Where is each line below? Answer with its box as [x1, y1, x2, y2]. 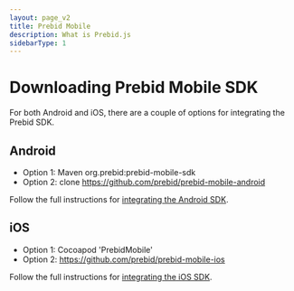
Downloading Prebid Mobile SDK [9, 78, 259, 98]
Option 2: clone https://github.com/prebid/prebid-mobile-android [22, 177, 266, 187]
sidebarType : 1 [9, 38, 67, 48]
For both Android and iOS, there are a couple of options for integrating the [9, 108, 285, 118]
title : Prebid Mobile [9, 22, 91, 31]
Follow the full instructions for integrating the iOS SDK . [9, 271, 213, 282]
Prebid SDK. [9, 117, 55, 127]
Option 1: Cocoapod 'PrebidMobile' [22, 244, 154, 255]
